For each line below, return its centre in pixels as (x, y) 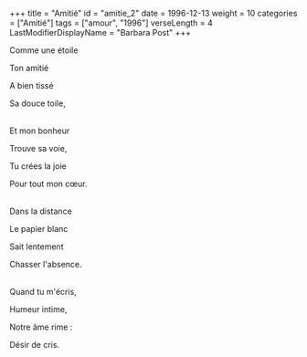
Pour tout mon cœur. (48, 184)
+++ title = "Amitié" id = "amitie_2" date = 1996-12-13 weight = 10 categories (153, 13)
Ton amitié (29, 68)
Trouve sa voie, (38, 148)
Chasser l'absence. (46, 264)
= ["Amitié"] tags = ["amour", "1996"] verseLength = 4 (111, 23)
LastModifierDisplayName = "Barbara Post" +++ (101, 32)
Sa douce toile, (37, 103)
